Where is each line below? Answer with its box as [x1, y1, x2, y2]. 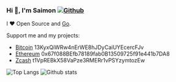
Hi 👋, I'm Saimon [6, 6, 56, 15]
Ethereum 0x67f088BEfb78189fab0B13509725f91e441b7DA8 [15, 50, 170, 58]
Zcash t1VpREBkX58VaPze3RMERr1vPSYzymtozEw [15, 57, 145, 64]
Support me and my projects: [6, 32, 80, 39]
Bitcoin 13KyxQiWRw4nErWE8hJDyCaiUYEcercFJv [15, 43, 144, 51]
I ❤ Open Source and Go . [6, 20, 71, 28]
